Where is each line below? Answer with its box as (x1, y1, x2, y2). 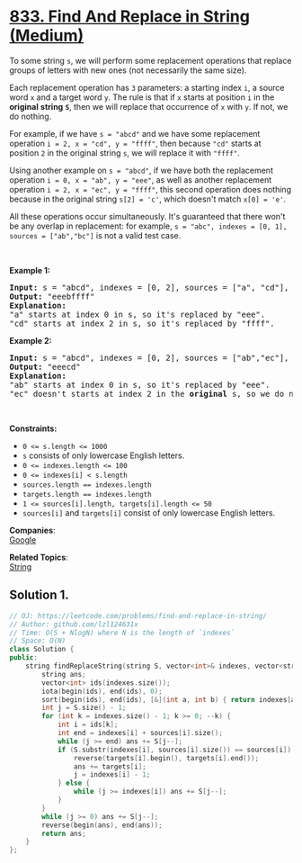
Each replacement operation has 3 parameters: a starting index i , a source (9, 82, 285, 93)
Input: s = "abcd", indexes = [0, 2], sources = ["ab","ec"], (9, 353, 289, 363)
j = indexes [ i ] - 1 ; (73, 770, 151, 779)
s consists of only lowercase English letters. (22, 450, 185, 461)
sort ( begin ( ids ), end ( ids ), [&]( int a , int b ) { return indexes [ (41, 695, 292, 704)
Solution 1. (9, 588, 69, 603)
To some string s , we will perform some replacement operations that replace (9, 55, 292, 66)
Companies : (9, 525, 56, 535)
